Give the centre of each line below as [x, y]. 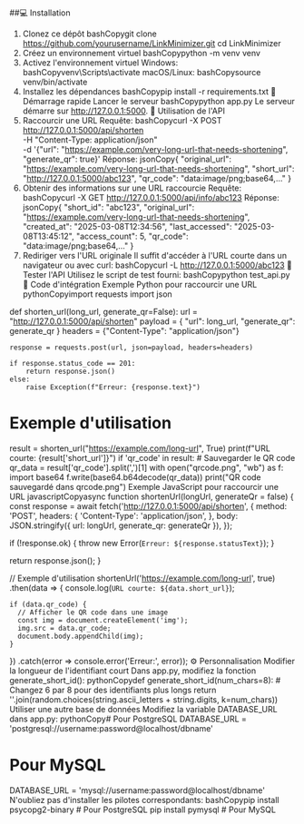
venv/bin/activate [55, 82]
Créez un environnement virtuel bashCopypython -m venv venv [142, 53]
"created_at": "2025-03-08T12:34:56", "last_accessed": [127, 226]
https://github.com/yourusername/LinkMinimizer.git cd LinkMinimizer [152, 43]
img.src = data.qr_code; [64, 628]
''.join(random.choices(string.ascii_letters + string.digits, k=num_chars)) [144, 699]
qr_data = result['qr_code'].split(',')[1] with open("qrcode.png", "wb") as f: [147, 467]
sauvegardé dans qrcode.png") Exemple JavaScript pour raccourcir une [144, 486]
